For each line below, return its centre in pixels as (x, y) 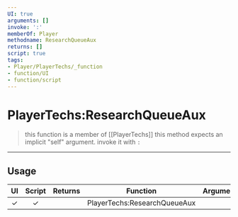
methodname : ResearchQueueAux (52, 40)
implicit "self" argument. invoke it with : (83, 142)
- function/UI (28, 73)
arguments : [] (28, 21)
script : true (27, 54)
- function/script (34, 80)
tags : (15, 60)
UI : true (20, 14)
